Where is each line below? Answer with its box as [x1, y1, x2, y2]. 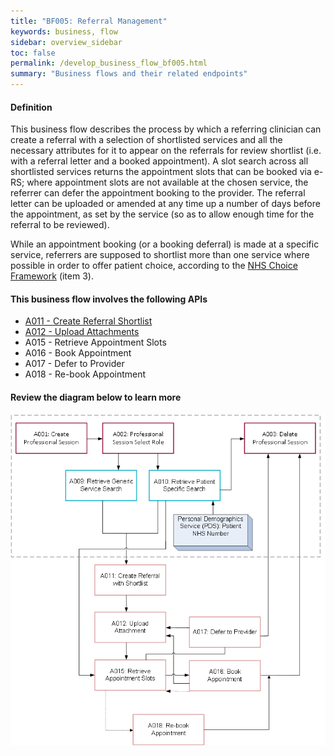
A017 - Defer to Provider [24, 358, 125, 370]
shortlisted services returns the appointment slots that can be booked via [10, 166, 312, 178]
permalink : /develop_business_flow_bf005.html [10, 58, 208, 69]
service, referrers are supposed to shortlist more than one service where [10, 249, 310, 261]
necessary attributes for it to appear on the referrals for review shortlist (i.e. [10, 145, 322, 157]
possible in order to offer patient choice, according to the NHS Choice [10, 260, 298, 272]
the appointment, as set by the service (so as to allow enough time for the [10, 208, 315, 220]
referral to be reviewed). [10, 219, 110, 231]
